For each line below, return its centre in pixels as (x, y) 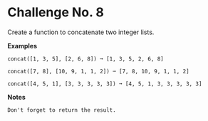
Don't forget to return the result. (62, 110)
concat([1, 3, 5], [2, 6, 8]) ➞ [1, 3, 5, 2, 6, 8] (85, 59)
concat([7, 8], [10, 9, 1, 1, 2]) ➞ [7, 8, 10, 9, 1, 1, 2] (99, 71)
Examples (22, 46)
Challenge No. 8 (56, 12)
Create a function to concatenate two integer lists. (81, 32)
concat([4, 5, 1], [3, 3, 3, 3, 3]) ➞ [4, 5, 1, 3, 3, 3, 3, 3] (105, 84)
